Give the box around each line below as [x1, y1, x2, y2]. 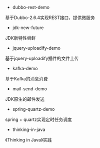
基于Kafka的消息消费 [5, 76, 48, 82]
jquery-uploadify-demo [12, 45, 61, 51]
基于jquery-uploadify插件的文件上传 [5, 55, 79, 61]
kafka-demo [12, 65, 38, 71]
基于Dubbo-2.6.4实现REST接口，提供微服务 [5, 15, 95, 21]
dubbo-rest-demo [12, 5, 50, 10]
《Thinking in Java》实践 [5, 137, 52, 142]
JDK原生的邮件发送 [5, 96, 45, 102]
